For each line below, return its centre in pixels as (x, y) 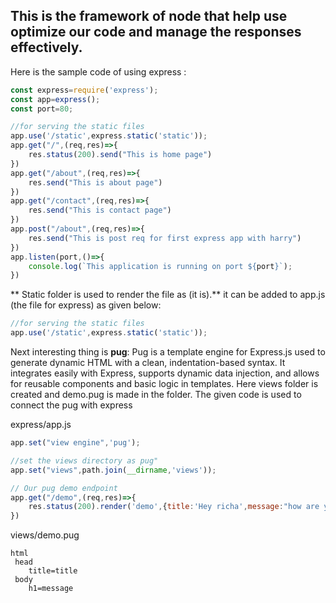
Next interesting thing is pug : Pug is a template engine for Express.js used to (168, 352)
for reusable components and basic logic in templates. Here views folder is (164, 384)
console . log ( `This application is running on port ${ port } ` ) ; (160, 266)
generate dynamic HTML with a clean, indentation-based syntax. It (148, 363)
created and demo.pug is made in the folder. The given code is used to (156, 395)
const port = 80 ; (42, 109)
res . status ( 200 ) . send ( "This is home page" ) (120, 155)
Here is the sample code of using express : (98, 71)
